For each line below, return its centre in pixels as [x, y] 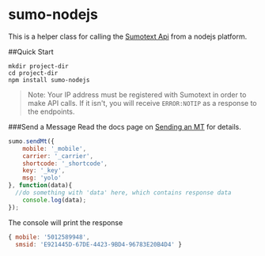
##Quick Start [31, 51]
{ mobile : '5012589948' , [49, 237]
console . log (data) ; [55, 200]
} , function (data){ [40, 186]
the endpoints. [51, 111]
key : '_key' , [44, 171]
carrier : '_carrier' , [58, 156]
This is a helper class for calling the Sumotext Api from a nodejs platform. [128, 36]
